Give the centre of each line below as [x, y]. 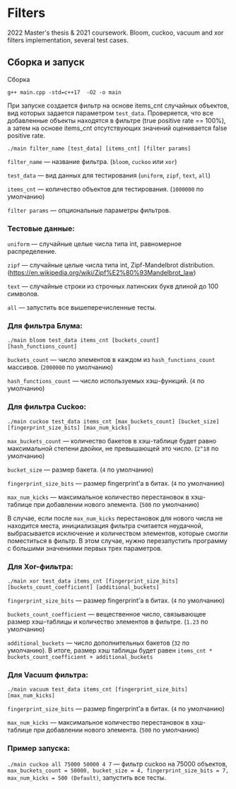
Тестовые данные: [41, 228]
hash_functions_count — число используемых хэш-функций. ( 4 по [106, 381]
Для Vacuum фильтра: [48, 674]
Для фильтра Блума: [45, 325]
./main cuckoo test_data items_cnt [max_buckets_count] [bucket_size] [113, 421]
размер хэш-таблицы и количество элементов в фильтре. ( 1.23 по [108, 621]
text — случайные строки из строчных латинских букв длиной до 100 [113, 286]
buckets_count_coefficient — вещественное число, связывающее [107, 614]
